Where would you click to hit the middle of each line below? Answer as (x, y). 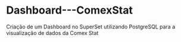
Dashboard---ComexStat (69, 10)
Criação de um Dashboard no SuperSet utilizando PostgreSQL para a (91, 27)
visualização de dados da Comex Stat (52, 33)
